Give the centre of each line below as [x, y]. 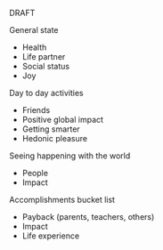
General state [34, 30]
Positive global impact [63, 120]
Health [34, 47]
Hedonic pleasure [54, 138]
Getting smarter [51, 129]
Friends [36, 110]
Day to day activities [46, 93]
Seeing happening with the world [70, 156]
